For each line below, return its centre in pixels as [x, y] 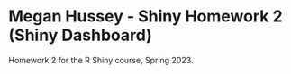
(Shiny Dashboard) [80, 35]
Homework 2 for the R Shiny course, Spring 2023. [101, 60]
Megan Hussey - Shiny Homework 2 [145, 16]
